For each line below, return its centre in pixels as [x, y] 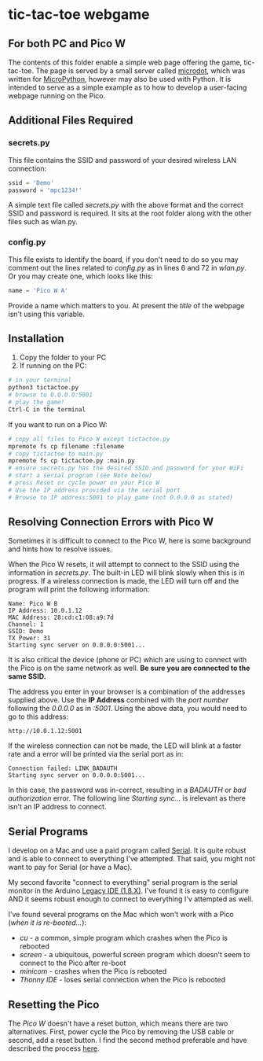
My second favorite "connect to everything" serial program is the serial [123, 882]
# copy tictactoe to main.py [56, 454]
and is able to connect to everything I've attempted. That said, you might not [131, 859]
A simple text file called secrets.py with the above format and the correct [126, 205]
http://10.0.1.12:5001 [45, 731]
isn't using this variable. [46, 314]
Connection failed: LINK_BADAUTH [63, 768]
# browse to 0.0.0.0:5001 [50, 395]
